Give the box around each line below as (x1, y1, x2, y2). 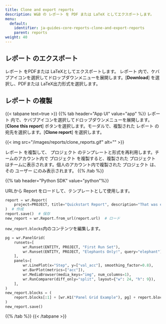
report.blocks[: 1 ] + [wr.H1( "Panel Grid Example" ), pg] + (14, 295, 136, 300)
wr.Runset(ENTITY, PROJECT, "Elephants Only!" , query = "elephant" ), (23, 249, 165, 254)
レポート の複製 (5, 97, 52, 105)
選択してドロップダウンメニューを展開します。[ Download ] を (31, 75, 156, 81)
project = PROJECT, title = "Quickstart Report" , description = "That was (14, 202, 158, 207)
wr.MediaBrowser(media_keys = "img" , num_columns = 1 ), (23, 272, 132, 277)
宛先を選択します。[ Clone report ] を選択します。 (5, 129, 105, 135)
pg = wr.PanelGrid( (5, 235, 45, 240)
